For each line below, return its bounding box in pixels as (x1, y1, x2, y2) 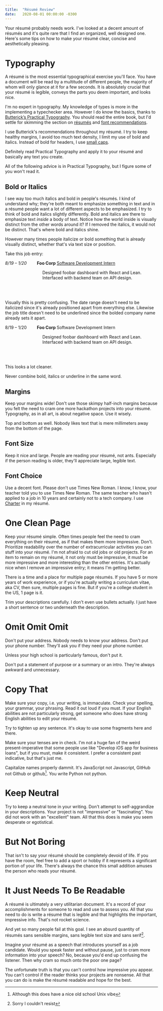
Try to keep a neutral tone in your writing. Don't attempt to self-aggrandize (5, 804, 154, 810)
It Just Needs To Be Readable (5, 885, 125, 896)
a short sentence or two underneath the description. (5, 604, 110, 610)
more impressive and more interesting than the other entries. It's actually (5, 559, 150, 565)
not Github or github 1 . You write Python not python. (5, 770, 108, 776)
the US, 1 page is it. (5, 590, 44, 595)
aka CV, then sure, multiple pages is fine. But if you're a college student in (5, 584, 153, 590)
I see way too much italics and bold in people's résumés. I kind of (5, 196, 136, 201)
